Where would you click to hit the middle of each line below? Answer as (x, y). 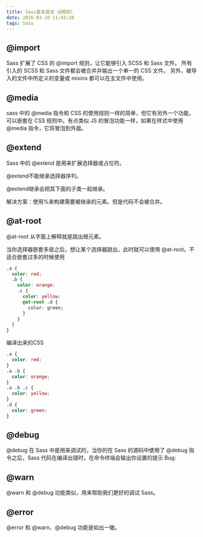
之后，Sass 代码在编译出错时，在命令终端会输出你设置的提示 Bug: (94, 458)
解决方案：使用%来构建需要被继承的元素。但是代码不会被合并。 (86, 201)
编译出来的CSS (25, 342)
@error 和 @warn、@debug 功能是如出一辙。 (63, 527)
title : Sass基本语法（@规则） (41, 12)
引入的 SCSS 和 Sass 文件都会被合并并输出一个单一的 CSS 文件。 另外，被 (99, 71)
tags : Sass (20, 23)
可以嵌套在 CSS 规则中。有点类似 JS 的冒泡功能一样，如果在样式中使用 (95, 121)
